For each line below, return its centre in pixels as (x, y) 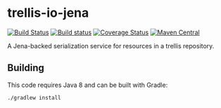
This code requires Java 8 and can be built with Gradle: (88, 85)
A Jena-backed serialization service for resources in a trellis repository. (111, 46)
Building (26, 68)
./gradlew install (34, 97)
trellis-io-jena (48, 13)
